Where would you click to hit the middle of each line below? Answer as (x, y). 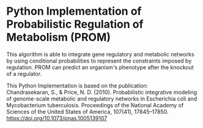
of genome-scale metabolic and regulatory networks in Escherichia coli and (102, 99)
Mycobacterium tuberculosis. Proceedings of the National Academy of (95, 105)
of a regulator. (24, 73)
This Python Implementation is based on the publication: (77, 85)
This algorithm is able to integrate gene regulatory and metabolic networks (100, 54)
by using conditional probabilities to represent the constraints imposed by (99, 61)
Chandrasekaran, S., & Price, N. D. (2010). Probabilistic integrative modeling (102, 92)
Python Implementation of (74, 11)
